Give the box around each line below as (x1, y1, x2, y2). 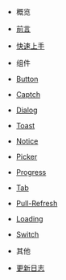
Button (15, 75, 39, 83)
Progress (15, 168, 47, 177)
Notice (15, 136, 39, 146)
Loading (15, 214, 43, 223)
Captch (15, 90, 41, 99)
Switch (15, 229, 39, 239)
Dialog (15, 105, 38, 115)
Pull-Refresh (15, 199, 58, 208)
